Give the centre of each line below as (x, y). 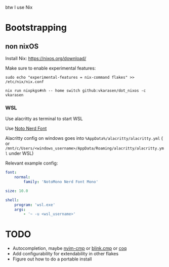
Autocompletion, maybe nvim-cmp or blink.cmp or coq (70, 248)
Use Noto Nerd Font (26, 129)
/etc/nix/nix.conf (25, 82)
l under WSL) (19, 153)
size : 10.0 (17, 191)
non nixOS (22, 46)
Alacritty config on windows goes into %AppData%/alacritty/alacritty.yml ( (84, 138)
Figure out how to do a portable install (52, 259)
